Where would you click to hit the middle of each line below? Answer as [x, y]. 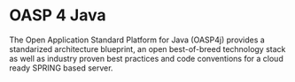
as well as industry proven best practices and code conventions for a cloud [146, 58]
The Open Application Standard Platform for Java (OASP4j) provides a [137, 40]
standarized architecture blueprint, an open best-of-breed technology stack [147, 48]
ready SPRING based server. [61, 68]
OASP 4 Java [58, 15]
